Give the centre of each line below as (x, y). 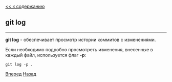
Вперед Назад (21, 74)
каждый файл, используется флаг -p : (46, 55)
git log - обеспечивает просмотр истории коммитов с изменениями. (81, 39)
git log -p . (19, 64)
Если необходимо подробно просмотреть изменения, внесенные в (79, 49)
